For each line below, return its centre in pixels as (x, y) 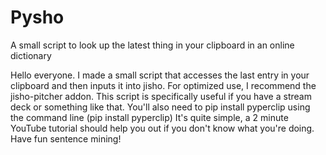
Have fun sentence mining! (66, 138)
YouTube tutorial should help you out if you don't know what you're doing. (162, 128)
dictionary (31, 55)
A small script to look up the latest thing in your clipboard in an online (152, 45)
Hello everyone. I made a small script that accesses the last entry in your (160, 75)
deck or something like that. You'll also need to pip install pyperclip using (160, 107)
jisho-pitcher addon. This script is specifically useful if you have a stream (161, 96)
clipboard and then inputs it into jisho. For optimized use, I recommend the (163, 85)
